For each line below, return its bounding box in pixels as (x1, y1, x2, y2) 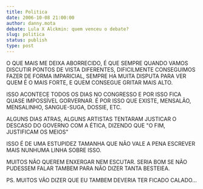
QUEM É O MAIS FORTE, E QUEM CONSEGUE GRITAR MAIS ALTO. (6, 78, 173, 86)
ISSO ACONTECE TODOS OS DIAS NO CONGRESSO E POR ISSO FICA (6, 91, 182, 98)
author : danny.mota (6, 20, 56, 26)
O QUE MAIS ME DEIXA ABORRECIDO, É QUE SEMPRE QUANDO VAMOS (6, 59, 188, 67)
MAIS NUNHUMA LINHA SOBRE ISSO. (6, 146, 101, 154)
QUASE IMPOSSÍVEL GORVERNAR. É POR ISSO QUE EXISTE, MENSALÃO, (6, 97, 191, 104)
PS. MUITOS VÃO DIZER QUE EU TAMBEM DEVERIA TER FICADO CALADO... (6, 176, 198, 184)
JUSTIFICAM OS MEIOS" (6, 128, 69, 136)
